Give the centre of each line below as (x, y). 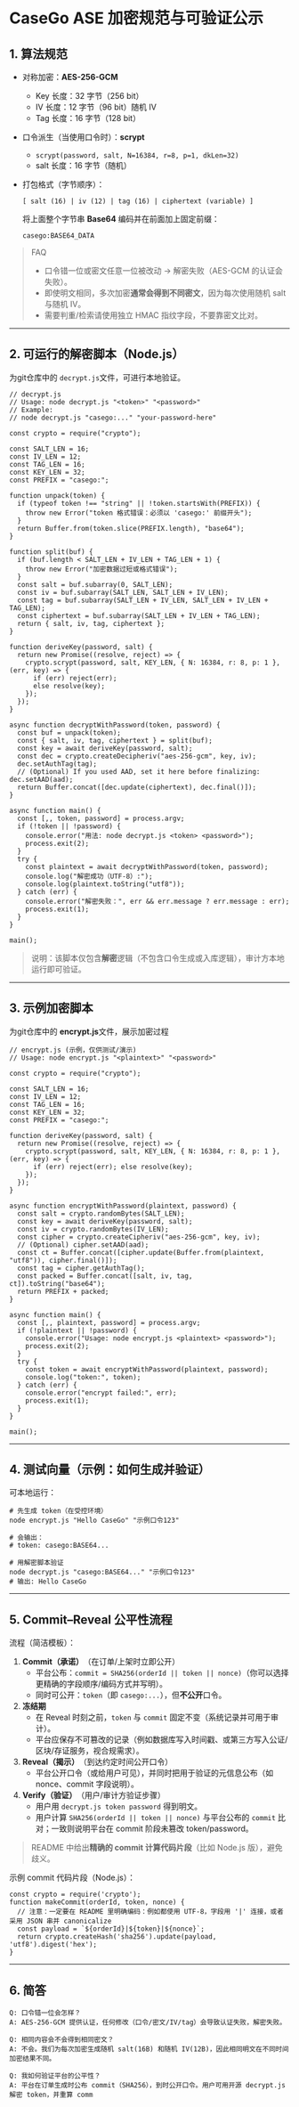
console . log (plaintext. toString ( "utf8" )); (105, 884)
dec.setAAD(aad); (41, 779)
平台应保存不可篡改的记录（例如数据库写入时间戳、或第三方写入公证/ (162, 1740)
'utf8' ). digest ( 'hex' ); (53, 1945)
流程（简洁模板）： (42, 1643)
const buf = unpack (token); (69, 732)
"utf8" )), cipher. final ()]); (63, 1260)
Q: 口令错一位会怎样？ (45, 2013)
